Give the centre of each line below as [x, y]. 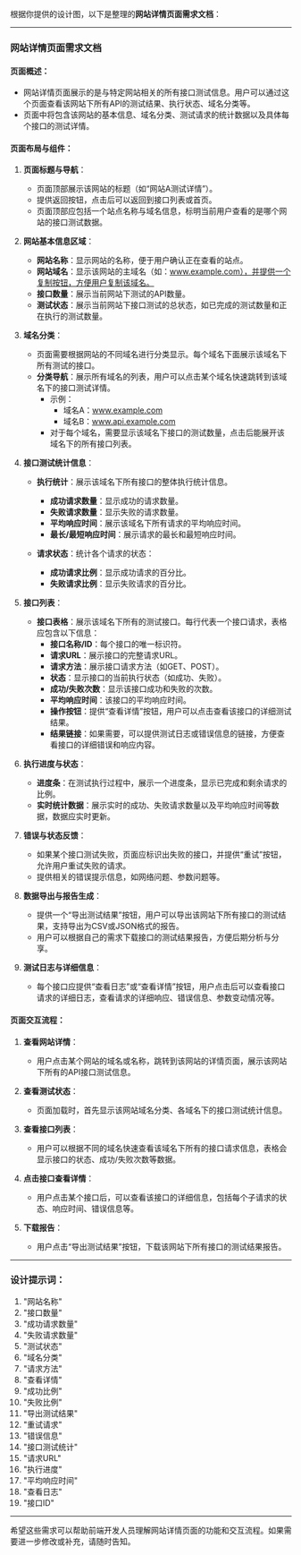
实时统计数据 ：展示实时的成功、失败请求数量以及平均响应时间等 [154, 806]
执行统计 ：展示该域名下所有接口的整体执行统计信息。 [134, 482]
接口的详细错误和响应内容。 [109, 745]
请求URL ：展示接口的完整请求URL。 [116, 655]
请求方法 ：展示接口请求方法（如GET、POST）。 [137, 667]
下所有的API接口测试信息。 [86, 1072]
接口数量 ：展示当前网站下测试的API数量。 [113, 294]
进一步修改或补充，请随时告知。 [76, 1541]
